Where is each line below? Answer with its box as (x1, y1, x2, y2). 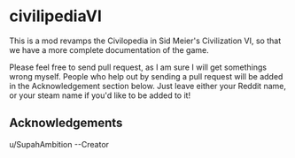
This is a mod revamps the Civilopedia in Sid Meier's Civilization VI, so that (9, 35, 282, 46)
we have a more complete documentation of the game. (9, 44, 210, 55)
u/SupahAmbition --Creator (9, 139, 109, 149)
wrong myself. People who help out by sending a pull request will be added (9, 71, 283, 81)
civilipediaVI (9, 6, 102, 26)
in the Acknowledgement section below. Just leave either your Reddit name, (9, 80, 286, 91)
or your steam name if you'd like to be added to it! (9, 90, 191, 101)
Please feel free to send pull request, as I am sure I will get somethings (9, 62, 268, 72)
